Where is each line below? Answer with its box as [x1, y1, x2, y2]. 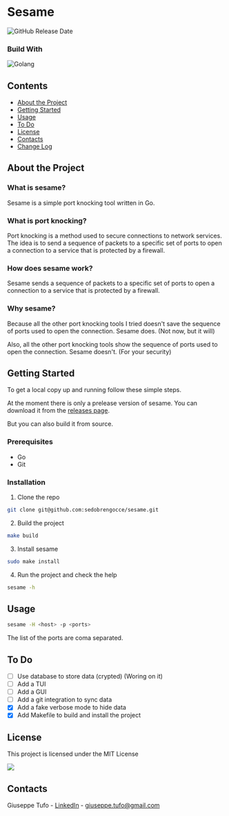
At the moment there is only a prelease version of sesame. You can [7, 399, 198, 407]
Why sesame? [7, 304, 56, 313]
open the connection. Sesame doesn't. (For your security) [7, 347, 172, 356]
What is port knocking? [7, 215, 88, 225]
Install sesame [17, 545, 59, 553]
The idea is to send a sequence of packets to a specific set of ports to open [7, 239, 222, 247]
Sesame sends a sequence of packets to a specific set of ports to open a [7, 279, 215, 287]
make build [7, 532, 39, 539]
